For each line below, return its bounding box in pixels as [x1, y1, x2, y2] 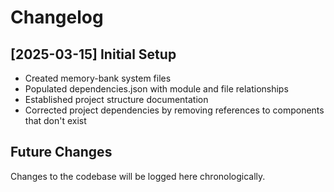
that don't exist [24, 115, 87, 126]
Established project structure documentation [24, 94, 209, 105]
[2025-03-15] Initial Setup [10, 46, 177, 63]
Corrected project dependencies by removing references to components [24, 104, 325, 116]
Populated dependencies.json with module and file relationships [24, 83, 289, 95]
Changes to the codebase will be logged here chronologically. [10, 170, 266, 182]
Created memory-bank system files [24, 72, 172, 84]
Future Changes [10, 144, 113, 161]
